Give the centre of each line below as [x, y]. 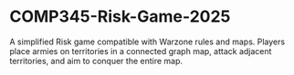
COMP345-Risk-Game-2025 [120, 17]
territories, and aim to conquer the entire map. [96, 61]
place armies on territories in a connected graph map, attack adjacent [141, 51]
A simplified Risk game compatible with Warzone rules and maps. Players [147, 42]
